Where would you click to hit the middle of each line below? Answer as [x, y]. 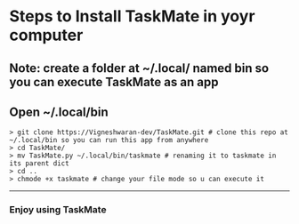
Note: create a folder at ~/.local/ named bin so [139, 68]
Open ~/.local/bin [59, 112]
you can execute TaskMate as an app [114, 82]
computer [46, 35]
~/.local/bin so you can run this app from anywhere [109, 140]
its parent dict [39, 164]
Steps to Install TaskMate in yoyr [132, 16]
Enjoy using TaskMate [58, 210]
